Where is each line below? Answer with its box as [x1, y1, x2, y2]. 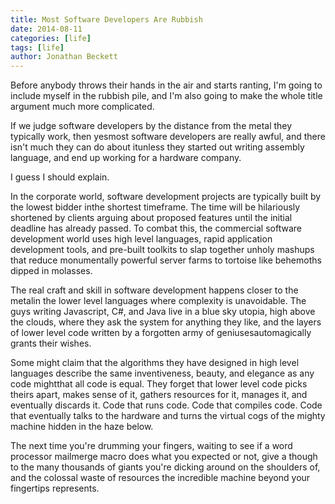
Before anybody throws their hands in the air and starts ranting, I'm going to [10, 79, 323, 91]
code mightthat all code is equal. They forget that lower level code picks [10, 378, 308, 390]
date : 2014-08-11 [10, 24, 83, 34]
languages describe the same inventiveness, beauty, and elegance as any [10, 367, 315, 380]
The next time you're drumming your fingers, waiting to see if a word [10, 440, 293, 452]
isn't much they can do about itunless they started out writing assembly [10, 141, 305, 153]
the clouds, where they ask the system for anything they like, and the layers [10, 316, 322, 328]
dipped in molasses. [10, 265, 93, 277]
